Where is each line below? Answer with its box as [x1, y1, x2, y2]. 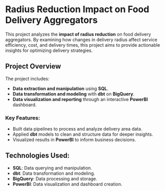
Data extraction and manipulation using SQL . [12, 85, 109, 91]
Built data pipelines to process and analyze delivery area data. [12, 126, 143, 132]
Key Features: [5, 114, 40, 121]
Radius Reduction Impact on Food [5, 4, 149, 15]
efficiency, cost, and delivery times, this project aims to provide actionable [5, 42, 160, 48]
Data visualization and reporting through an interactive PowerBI [12, 96, 148, 102]
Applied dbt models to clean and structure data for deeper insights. [12, 131, 153, 138]
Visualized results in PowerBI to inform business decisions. [12, 137, 136, 143]
